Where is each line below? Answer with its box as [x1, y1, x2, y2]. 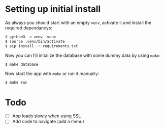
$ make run [5, 80, 28, 85]
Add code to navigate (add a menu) [12, 119, 85, 125]
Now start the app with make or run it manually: [5, 71, 99, 77]
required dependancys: [5, 25, 53, 30]
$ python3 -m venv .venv [5, 34, 56, 39]
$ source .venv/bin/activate [5, 39, 65, 44]
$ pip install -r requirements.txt [5, 43, 78, 49]
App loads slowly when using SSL [12, 113, 81, 119]
